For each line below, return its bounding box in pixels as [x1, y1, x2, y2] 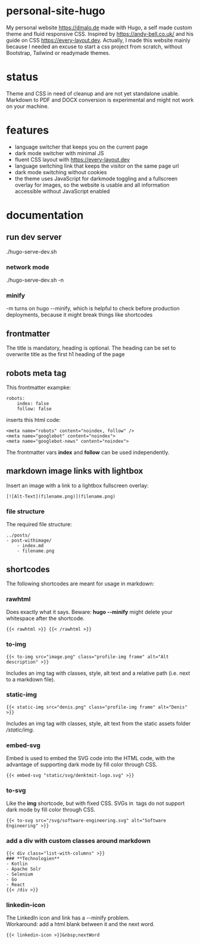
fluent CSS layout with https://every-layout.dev [14, 156, 130, 163]
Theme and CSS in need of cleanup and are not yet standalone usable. [6, 90, 180, 97]
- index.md [17, 543, 44, 549]
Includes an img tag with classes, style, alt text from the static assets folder [6, 720, 191, 727]
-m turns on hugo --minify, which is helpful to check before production [6, 305, 180, 312]
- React [6, 881, 26, 887]
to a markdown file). [6, 675, 55, 683]
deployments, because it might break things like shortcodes [6, 311, 153, 319]
